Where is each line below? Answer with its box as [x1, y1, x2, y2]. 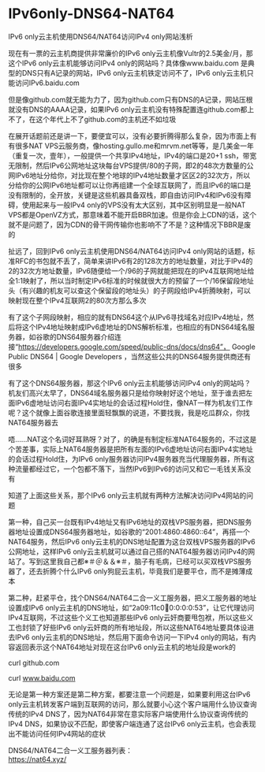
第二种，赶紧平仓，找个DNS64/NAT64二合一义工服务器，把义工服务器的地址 [8, 592, 257, 603]
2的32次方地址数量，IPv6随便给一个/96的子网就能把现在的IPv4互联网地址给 [8, 265, 255, 276]
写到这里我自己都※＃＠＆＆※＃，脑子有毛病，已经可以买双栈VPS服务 [28, 556, 252, 566]
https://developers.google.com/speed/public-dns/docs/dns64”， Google [18, 342, 256, 351]
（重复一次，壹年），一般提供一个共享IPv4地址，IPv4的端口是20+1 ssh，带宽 [8, 150, 257, 160]
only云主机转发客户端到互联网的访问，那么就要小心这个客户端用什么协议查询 [8, 699, 257, 709]
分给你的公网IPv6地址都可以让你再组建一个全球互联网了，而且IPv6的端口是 [8, 180, 252, 190]
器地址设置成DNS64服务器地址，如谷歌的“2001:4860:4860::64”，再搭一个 [8, 527, 250, 536]
